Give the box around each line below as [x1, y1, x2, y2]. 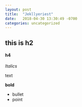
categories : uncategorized [5, 20, 60, 26]
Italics [5, 63, 18, 69]
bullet [12, 91, 24, 97]
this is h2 [5, 38, 33, 47]
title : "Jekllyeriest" [5, 12, 54, 17]
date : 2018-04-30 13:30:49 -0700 [5, 16, 78, 21]
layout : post [5, 7, 32, 12]
